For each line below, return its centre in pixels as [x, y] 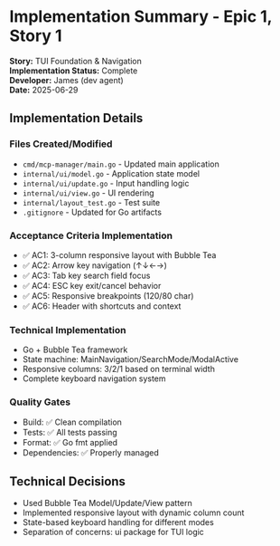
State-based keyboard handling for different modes [118, 522]
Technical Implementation [68, 330]
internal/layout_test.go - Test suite [91, 202]
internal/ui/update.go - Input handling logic [106, 183]
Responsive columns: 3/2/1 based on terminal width [118, 369]
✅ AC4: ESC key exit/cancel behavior [92, 285]
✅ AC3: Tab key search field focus [86, 275]
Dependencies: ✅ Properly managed [91, 452]
